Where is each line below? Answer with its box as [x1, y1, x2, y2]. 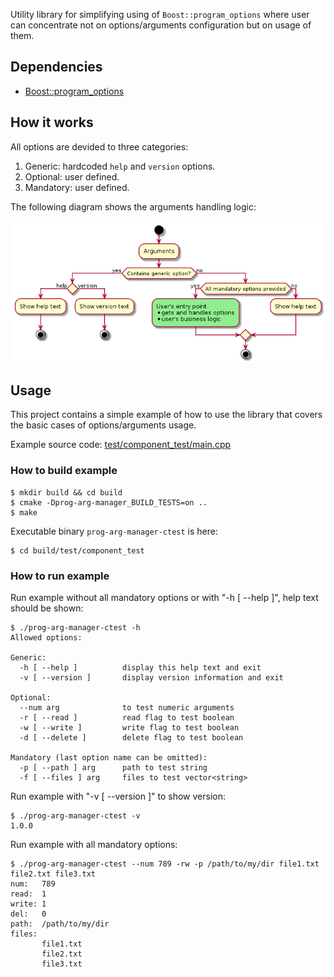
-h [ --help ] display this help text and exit [19, 663, 262, 673]
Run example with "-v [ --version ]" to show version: [10, 790, 226, 802]
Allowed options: [10, 633, 83, 643]
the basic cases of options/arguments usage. [10, 419, 197, 431]
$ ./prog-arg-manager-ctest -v [10, 811, 141, 821]
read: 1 [10, 889, 47, 899]
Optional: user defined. [24, 170, 120, 183]
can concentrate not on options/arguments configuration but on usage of [10, 19, 312, 31]
